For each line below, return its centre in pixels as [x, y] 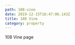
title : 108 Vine [21, 19]
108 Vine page [19, 37]
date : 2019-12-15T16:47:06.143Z [37, 14]
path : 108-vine [20, 10]
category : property [25, 23]
